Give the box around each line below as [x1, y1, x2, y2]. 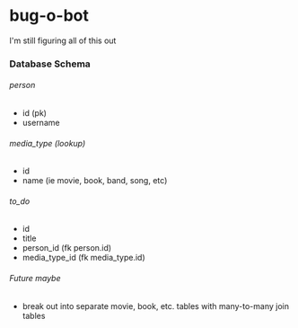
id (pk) [22, 108, 48, 119]
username [22, 118, 60, 129]
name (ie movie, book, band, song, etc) [22, 175, 168, 186]
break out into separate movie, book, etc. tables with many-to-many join [22, 300, 290, 311]
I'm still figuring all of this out [9, 35, 117, 46]
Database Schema [9, 58, 92, 70]
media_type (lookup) [9, 137, 86, 148]
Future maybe [9, 273, 61, 284]
